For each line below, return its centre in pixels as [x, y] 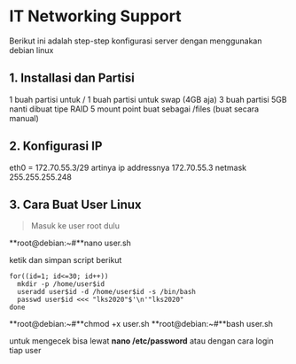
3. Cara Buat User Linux [75, 204]
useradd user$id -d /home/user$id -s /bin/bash [107, 292]
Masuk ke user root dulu [75, 226]
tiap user [25, 351]
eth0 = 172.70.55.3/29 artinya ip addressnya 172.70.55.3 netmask [128, 167]
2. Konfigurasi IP [56, 147]
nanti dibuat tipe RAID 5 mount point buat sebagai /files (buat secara [134, 109]
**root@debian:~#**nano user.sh [70, 243]
